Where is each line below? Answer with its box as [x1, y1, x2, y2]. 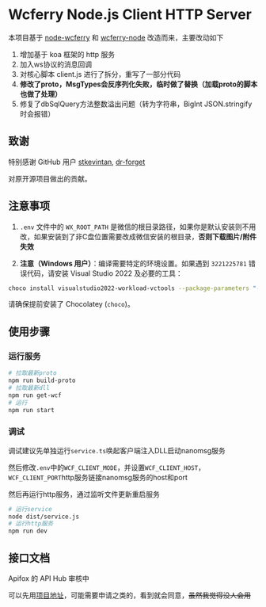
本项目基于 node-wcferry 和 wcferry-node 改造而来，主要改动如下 [8, 32, 224, 42]
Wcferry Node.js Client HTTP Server [8, 6, 252, 24]
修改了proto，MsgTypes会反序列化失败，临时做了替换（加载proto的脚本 [19, 79, 258, 89]
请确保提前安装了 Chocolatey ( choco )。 [8, 300, 135, 309]
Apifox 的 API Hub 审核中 [8, 573, 89, 583]
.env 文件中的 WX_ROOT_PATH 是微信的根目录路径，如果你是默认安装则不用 [19, 222, 256, 231]
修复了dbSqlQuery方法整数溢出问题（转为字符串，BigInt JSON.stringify [19, 99, 253, 109]
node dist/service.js [8, 513, 80, 521]
